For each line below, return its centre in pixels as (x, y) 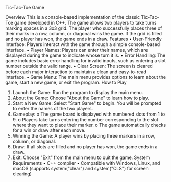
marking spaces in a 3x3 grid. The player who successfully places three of (84, 28)
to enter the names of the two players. (53, 109)
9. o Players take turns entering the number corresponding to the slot (85, 119)
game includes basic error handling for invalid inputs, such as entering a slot (86, 61)
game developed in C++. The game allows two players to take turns (86, 23)
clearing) (22, 174)
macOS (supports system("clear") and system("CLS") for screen (81, 168)
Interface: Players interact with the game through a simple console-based (83, 44)
